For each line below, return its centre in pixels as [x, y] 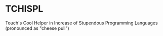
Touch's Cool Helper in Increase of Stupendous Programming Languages [81, 23]
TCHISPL [24, 9]
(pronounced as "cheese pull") [37, 28]
